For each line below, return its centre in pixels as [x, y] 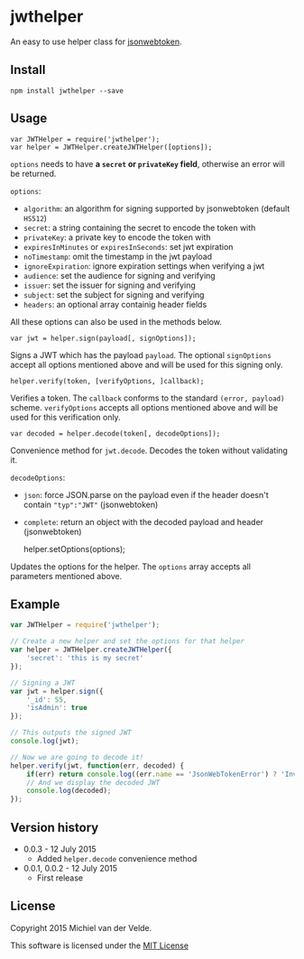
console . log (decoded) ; [69, 791]
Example [35, 604]
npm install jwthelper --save [67, 91]
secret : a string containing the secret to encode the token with [139, 227]
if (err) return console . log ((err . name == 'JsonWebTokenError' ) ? [152, 774]
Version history [55, 827]
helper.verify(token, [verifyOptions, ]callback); [107, 381]
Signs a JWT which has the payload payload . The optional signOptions [141, 355]
